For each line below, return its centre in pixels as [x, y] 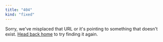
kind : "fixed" [20, 14]
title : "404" [19, 10]
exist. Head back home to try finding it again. [52, 34]
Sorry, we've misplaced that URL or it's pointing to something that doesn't [81, 28]
